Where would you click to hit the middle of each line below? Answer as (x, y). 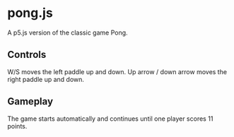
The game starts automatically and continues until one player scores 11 (110, 119)
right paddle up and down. (46, 79)
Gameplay (30, 101)
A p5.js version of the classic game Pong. (68, 32)
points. (17, 126)
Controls (27, 55)
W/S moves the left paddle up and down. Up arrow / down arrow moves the (117, 71)
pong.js (30, 13)
